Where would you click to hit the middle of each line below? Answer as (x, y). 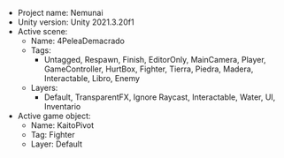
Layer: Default (56, 144)
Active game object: (54, 116)
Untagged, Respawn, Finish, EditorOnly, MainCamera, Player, (155, 60)
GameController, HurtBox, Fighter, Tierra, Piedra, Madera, (149, 69)
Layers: (44, 88)
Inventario (62, 106)
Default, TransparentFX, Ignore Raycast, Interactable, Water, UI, (160, 97)
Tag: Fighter (53, 135)
